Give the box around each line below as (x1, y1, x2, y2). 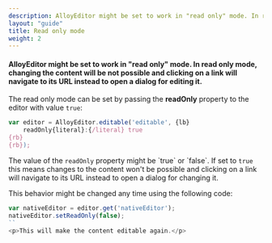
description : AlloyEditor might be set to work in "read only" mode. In (8, 11, 259, 20)
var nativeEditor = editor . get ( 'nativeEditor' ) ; (8, 203, 176, 212)
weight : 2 (8, 34, 42, 43)
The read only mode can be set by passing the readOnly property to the (8, 94, 249, 104)
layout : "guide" (8, 19, 63, 27)
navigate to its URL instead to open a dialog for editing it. (8, 76, 202, 86)
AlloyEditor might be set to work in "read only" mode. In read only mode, (8, 59, 257, 69)
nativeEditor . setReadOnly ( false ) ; (8, 212, 125, 220)
